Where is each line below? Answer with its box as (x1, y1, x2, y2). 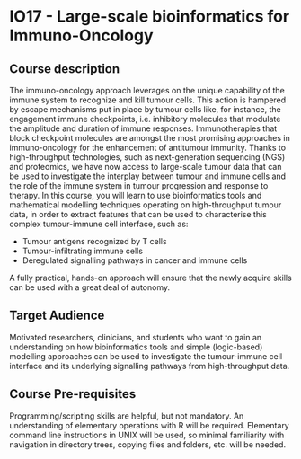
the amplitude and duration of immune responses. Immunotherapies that (9, 123, 278, 134)
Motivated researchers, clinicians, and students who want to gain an (9, 331, 262, 342)
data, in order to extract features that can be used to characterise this (9, 209, 268, 219)
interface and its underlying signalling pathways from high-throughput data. (9, 360, 290, 371)
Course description (9, 61, 120, 76)
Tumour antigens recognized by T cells (22, 236, 168, 246)
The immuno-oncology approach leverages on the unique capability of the (9, 85, 285, 95)
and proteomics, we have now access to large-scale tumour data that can (9, 162, 282, 172)
